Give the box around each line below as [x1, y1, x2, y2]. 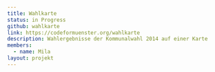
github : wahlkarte [7, 23, 60, 29]
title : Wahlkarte [7, 10, 57, 17]
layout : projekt [7, 55, 54, 62]
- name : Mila [13, 49, 51, 56]
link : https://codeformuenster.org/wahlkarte [7, 29, 140, 36]
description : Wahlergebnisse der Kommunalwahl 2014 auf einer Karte [7, 36, 208, 43]
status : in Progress [7, 16, 67, 23]
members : [7, 42, 32, 49]
